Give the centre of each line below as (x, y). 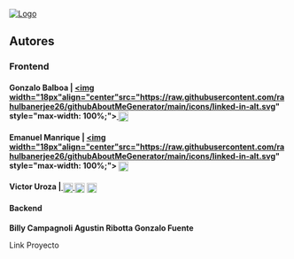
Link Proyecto (34, 245)
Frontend (29, 66)
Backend (26, 209)
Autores (32, 41)
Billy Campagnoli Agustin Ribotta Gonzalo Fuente (101, 228)
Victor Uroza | (35, 187)
